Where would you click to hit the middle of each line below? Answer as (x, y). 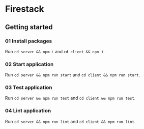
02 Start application (29, 64)
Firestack (25, 9)
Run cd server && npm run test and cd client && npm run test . (71, 98)
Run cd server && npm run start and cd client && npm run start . (72, 75)
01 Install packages (29, 41)
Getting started (29, 27)
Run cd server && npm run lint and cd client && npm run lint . (71, 121)
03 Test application (29, 87)
